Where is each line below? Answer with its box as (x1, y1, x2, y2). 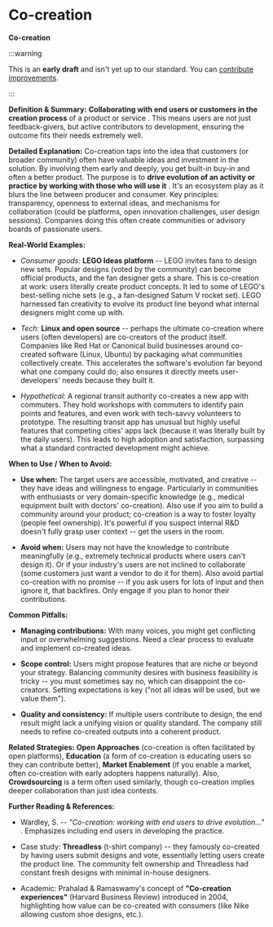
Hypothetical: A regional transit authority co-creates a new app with (20, 391, 249, 401)
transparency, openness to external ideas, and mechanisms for (8, 198, 220, 208)
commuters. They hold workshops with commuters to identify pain (20, 399, 244, 409)
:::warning (8, 48, 42, 58)
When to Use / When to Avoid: (8, 459, 112, 468)
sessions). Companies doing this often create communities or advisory (8, 215, 246, 225)
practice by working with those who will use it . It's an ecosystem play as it (8, 181, 264, 191)
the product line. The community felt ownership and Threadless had (20, 859, 249, 868)
